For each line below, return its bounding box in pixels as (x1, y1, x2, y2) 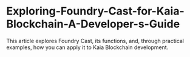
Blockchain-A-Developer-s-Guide (6, 17, 180, 31)
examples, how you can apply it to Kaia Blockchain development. (6, 44, 169, 51)
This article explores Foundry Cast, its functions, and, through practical (6, 37, 184, 44)
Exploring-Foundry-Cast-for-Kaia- (6, 4, 185, 18)
